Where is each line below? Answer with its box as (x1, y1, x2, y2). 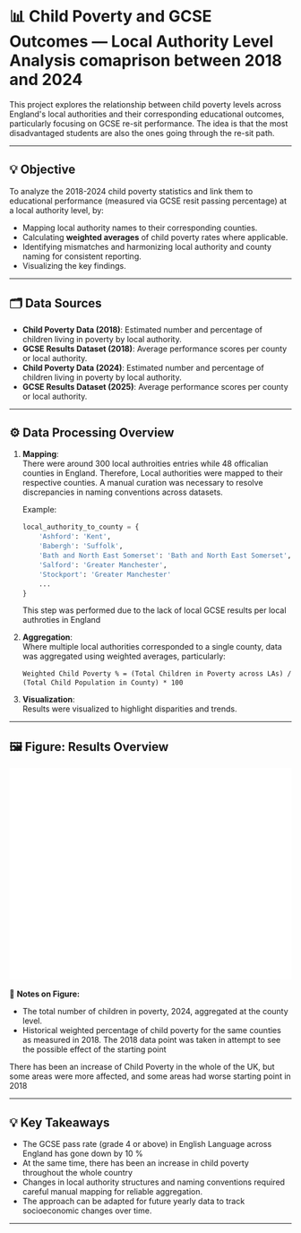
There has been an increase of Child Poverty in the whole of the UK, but (9, 1062, 275, 1073)
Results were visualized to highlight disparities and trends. (21, 703, 237, 714)
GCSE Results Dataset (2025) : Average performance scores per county (21, 381, 288, 392)
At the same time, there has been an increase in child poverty (21, 1158, 249, 1168)
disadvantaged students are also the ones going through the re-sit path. (9, 127, 275, 138)
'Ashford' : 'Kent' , (39, 532, 112, 541)
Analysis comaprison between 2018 (9, 50, 282, 71)
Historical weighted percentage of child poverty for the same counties (21, 1025, 282, 1036)
